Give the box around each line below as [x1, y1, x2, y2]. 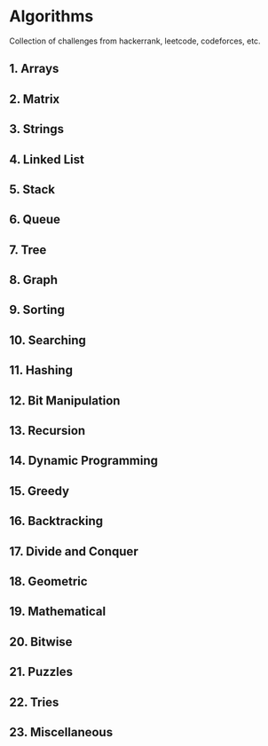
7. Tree [9, 242, 47, 257]
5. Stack [9, 182, 56, 197]
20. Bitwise [9, 634, 73, 649]
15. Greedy [9, 483, 69, 499]
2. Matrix [9, 91, 60, 106]
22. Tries [9, 695, 59, 710]
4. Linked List [9, 152, 84, 167]
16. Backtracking [9, 514, 104, 529]
